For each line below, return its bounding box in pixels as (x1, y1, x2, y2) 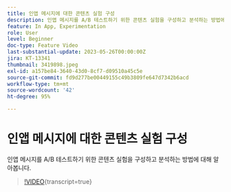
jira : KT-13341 (7, 55, 51, 62)
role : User (7, 29, 38, 36)
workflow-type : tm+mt (7, 81, 69, 87)
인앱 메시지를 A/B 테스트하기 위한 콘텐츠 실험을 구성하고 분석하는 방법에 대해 (7, 155, 212, 163)
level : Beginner (7, 36, 54, 43)
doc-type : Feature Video (7, 42, 78, 49)
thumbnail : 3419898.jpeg (7, 61, 78, 68)
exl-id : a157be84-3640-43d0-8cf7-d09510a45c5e (7, 67, 143, 74)
